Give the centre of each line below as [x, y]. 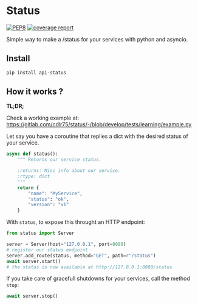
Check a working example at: [43, 118]
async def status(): [32, 154]
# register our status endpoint [47, 250]
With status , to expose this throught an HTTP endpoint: [76, 222]
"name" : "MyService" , [56, 193]
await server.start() [34, 261]
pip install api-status [36, 73]
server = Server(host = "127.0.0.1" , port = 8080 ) [66, 245]
